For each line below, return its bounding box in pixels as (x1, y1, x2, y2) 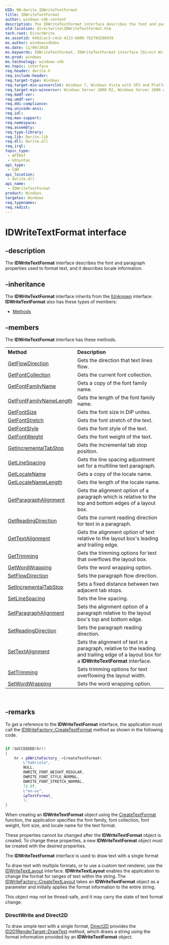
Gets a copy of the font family (77, 380, 147, 387)
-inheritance (5, 280, 45, 289)
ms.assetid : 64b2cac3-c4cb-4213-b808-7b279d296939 (5, 36, 114, 41)
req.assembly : (5, 125, 35, 130)
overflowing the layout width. (77, 672, 146, 679)
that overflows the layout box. (77, 556, 147, 562)
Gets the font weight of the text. (77, 433, 152, 440)
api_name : (5, 181, 26, 186)
